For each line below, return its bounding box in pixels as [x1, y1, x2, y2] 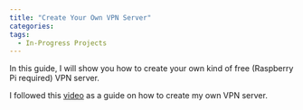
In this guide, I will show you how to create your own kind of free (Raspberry [9, 63, 294, 74]
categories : [9, 22, 54, 31]
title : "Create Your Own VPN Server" [9, 13, 152, 23]
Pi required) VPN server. [9, 73, 99, 84]
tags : [9, 30, 30, 39]
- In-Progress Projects [17, 38, 107, 48]
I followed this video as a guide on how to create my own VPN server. [9, 90, 269, 101]
